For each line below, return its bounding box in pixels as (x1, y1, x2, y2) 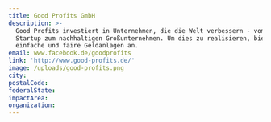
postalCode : (8, 79, 48, 87)
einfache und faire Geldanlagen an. (15, 42, 139, 50)
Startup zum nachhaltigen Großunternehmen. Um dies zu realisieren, (15, 34, 251, 43)
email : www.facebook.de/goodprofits (8, 49, 131, 57)
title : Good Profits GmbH (8, 11, 95, 20)
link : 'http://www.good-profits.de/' (8, 57, 135, 65)
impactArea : (8, 94, 48, 102)
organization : (8, 101, 56, 109)
